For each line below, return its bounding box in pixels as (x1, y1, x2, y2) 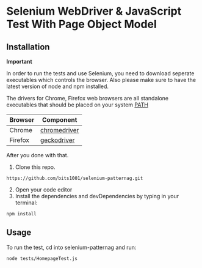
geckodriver (40, 136, 75, 144)
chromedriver (40, 126, 79, 134)
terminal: (15, 199, 38, 206)
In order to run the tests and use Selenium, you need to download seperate (6, 70, 195, 77)
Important (6, 58, 32, 65)
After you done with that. (6, 152, 69, 158)
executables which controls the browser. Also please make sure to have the (6, 76, 197, 83)
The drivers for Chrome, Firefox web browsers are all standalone (6, 95, 169, 102)
